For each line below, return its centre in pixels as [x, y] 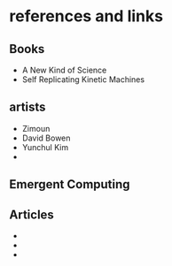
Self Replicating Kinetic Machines [83, 80]
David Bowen [46, 138]
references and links [86, 16]
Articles [32, 214]
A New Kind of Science [64, 70]
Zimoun [36, 128]
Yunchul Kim [45, 147]
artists [27, 107]
